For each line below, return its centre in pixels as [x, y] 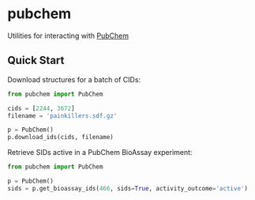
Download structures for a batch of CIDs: [74, 79]
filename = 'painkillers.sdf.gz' [62, 115]
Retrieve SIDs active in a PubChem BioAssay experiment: [100, 153]
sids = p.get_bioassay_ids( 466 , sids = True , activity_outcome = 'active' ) [127, 188]
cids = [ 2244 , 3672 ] [41, 108]
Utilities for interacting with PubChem [68, 36]
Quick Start [36, 60]
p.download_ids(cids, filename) [60, 138]
